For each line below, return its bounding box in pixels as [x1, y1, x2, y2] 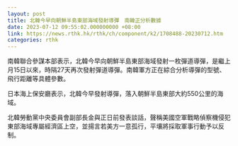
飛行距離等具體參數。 [7, 75, 69, 83]
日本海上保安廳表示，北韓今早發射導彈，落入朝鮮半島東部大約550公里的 [7, 90, 217, 98]
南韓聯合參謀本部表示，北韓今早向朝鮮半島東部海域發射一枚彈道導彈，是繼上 [7, 57, 231, 66]
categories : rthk [7, 37, 59, 44]
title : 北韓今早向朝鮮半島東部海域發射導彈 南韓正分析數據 [7, 17, 161, 24]
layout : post [7, 10, 46, 18]
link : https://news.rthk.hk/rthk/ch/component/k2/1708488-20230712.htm [7, 30, 223, 37]
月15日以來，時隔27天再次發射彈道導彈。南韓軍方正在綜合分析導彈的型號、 [7, 66, 226, 74]
